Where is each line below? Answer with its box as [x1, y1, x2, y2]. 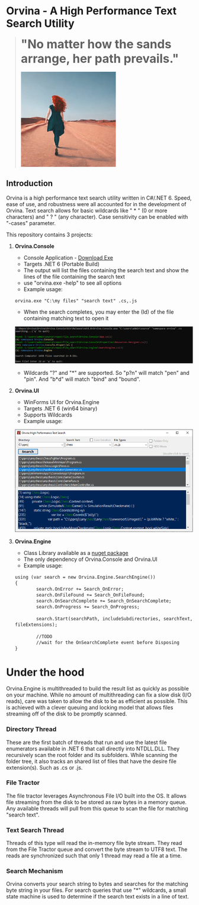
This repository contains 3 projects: [6, 231, 93, 238]
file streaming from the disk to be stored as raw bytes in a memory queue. [6, 798, 187, 806]
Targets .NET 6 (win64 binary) [23, 405, 98, 412]
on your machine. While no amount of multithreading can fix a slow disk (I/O [6, 691, 191, 699]
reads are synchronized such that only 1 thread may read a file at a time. [6, 852, 182, 859]
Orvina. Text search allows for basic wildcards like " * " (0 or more [6, 207, 168, 214]
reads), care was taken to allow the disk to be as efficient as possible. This [6, 698, 188, 705]
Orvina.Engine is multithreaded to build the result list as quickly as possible [6, 685, 190, 692]
